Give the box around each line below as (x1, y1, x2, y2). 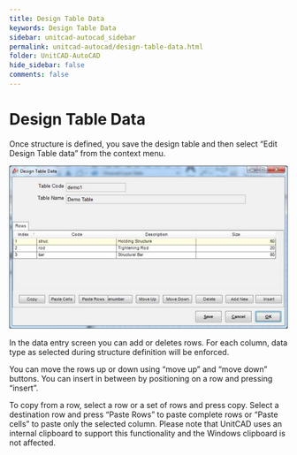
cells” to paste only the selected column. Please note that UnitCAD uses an (9, 419, 283, 429)
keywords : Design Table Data (9, 23, 117, 33)
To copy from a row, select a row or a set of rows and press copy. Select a (9, 400, 280, 411)
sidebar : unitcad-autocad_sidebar (9, 33, 137, 42)
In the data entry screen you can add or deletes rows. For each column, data (9, 337, 288, 348)
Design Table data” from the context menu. (9, 148, 166, 158)
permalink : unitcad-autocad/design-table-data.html (9, 42, 203, 51)
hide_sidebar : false (9, 61, 86, 70)
